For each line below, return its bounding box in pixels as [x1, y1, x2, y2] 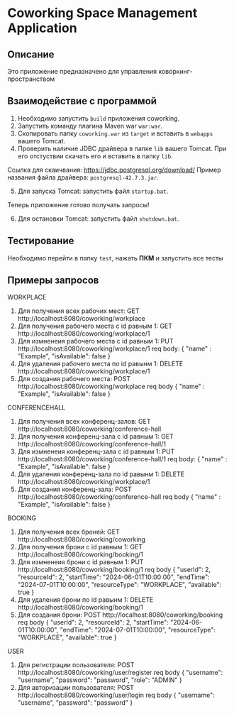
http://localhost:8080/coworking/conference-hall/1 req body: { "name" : [17, 455, 228, 463]
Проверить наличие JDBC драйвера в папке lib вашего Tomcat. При [17, 144, 227, 153]
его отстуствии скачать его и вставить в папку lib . [17, 151, 173, 160]
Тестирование [7, 235, 74, 247]
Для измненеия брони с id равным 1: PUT [17, 558, 144, 566]
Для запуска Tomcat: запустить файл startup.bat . [17, 187, 169, 195]
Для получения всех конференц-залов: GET [17, 417, 151, 426]
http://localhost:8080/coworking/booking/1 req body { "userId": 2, [17, 566, 211, 574]
